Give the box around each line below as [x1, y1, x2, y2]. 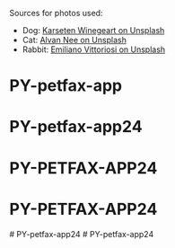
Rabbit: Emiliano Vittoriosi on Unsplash [22, 44, 166, 55]
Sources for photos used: [9, 8, 103, 18]
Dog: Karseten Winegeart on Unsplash [22, 25, 165, 35]
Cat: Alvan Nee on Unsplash [22, 35, 127, 45]
